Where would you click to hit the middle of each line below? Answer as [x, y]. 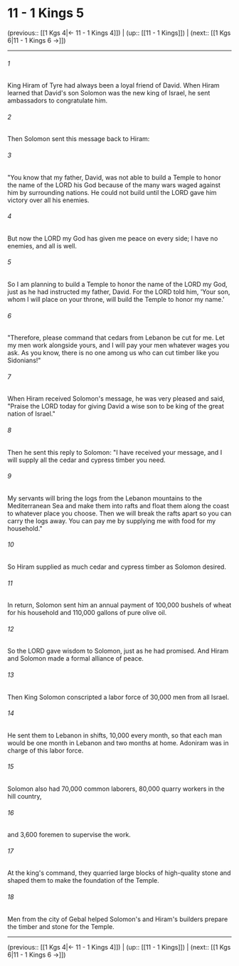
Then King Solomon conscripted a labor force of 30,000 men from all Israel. [118, 697]
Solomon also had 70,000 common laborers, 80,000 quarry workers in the [116, 789]
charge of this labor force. [46, 750]
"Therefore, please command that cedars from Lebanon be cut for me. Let [116, 338]
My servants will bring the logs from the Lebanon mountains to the [105, 498]
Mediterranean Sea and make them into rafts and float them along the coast [118, 505]
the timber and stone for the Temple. [61, 926]
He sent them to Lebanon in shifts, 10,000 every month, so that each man [115, 735]
